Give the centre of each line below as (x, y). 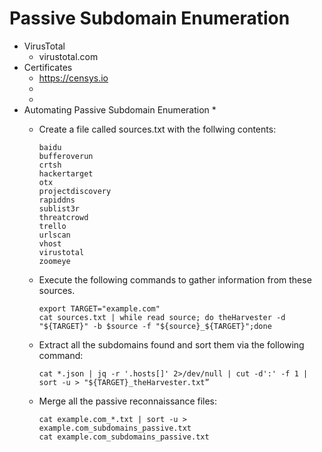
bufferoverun (66, 156)
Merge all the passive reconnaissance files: (128, 401)
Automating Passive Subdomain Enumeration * (120, 109)
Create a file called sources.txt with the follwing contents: (157, 129)
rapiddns (57, 200)
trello (52, 226)
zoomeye (54, 261)
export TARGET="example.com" (99, 308)
